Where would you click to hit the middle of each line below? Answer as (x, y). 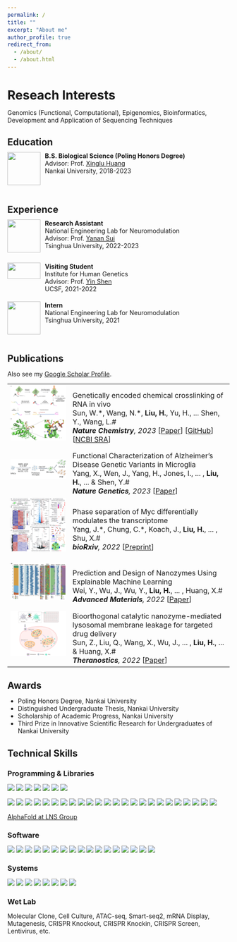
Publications (36, 359)
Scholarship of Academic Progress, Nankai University (96, 716)
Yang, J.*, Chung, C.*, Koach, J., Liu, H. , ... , (145, 529)
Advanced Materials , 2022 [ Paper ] (132, 599)
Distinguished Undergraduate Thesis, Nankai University (98, 709)
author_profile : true (39, 37)
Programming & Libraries (51, 773)
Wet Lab (22, 902)
